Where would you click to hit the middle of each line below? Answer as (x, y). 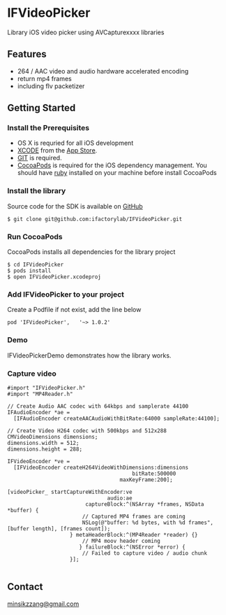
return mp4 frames (44, 78)
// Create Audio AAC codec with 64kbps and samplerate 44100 (98, 406)
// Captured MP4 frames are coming (134, 516)
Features (27, 54)
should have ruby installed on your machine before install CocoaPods (117, 173)
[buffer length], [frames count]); (59, 529)
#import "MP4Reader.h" (40, 394)
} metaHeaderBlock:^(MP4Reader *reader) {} (134, 535)
